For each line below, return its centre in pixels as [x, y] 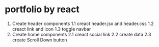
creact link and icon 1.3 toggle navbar [51, 29]
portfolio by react [42, 9]
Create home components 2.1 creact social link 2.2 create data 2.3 [82, 34]
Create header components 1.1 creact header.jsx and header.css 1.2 [83, 24]
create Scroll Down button [39, 40]
